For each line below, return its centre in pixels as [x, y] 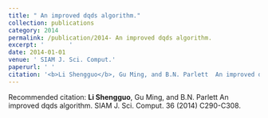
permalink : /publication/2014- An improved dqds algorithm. [110, 38]
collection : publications [51, 23]
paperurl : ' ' [32, 67]
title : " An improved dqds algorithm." [75, 15]
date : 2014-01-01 [37, 52]
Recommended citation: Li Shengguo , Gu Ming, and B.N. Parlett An [118, 97]
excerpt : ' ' [41, 45]
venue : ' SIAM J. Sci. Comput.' [62, 60]
